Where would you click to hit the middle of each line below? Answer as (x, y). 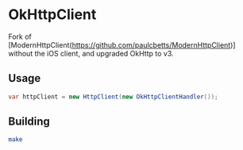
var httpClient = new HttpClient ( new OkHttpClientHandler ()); (113, 97)
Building (29, 122)
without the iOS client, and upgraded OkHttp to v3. (91, 53)
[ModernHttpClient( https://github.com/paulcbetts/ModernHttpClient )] (122, 44)
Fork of (20, 37)
